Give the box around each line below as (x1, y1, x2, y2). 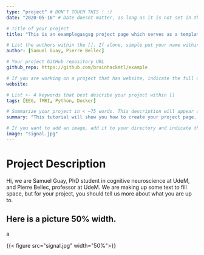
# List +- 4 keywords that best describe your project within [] (6, 92, 175, 98)
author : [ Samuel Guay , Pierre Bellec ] (6, 48, 104, 54)
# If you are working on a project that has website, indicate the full (6, 75, 194, 81)
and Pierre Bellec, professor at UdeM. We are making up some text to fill (6, 183, 187, 191)
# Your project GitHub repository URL (6, 59, 104, 65)
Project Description (6, 157, 106, 171)
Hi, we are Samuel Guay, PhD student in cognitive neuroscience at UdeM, (6, 177, 190, 184)
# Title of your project (6, 25, 69, 32)
